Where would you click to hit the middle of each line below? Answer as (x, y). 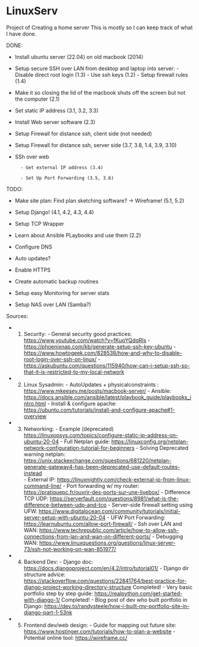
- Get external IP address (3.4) (62, 167)
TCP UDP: (36, 498)
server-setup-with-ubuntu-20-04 (65, 517)
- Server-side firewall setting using (150, 505)
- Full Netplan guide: (85, 441)
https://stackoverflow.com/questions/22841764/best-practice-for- (105, 581)
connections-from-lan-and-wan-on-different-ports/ (87, 536)
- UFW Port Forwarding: (136, 517)
